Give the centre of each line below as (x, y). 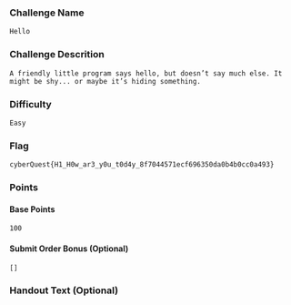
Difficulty (30, 104)
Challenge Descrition (57, 55)
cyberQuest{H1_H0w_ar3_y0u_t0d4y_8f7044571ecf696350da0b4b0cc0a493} (142, 165)
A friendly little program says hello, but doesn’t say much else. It (146, 73)
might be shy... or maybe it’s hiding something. (105, 81)
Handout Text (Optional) (64, 290)
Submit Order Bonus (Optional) (69, 249)
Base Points (32, 209)
